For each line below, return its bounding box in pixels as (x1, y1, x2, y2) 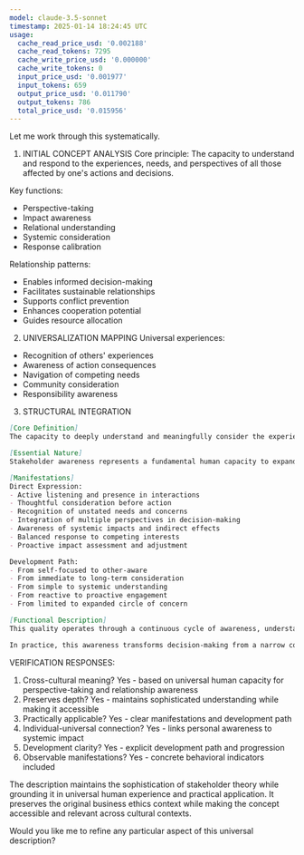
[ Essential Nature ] (9, 449, 83, 458)
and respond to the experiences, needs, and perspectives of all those (22, 158, 282, 169)
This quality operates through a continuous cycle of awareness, (9, 624, 261, 633)
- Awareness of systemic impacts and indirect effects (9, 524, 221, 533)
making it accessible (22, 704, 100, 714)
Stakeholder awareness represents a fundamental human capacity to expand (9, 457, 298, 466)
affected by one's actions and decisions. (22, 168, 175, 179)
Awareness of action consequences (22, 360, 157, 371)
